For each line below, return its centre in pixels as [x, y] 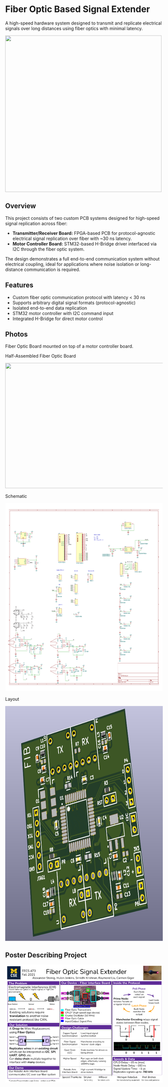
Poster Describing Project [46, 955]
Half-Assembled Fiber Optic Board [40, 356]
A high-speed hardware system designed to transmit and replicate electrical [83, 23]
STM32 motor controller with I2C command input [63, 313]
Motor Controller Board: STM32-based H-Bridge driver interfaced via [84, 243]
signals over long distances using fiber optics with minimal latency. [74, 28]
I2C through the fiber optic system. [48, 249]
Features [19, 285]
